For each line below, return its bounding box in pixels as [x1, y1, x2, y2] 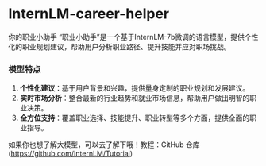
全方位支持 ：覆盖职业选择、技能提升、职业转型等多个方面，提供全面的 [19, 113, 250, 123]
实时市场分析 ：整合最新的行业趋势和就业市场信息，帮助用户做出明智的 [19, 93, 250, 103]
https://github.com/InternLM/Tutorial [10, 149, 131, 159]
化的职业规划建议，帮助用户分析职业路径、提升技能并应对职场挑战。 [8, 41, 231, 52]
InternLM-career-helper [8, 5, 169, 23]
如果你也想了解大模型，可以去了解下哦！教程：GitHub [8, 140, 184, 149]
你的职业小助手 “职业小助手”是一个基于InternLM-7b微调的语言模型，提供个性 [8, 32, 259, 41]
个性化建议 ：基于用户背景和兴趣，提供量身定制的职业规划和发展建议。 [19, 83, 250, 93]
